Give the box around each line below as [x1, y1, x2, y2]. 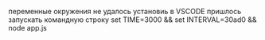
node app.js [8, 24, 48, 32]
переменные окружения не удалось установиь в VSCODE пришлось [8, 7, 242, 16]
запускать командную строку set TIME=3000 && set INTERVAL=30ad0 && [8, 15, 257, 24]
